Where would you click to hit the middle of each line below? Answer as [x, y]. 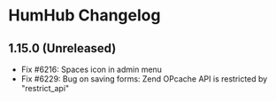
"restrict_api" [45, 88]
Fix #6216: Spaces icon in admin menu [92, 69]
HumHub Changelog [84, 16]
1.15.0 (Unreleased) [62, 48]
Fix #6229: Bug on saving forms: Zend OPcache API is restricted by [144, 79]
